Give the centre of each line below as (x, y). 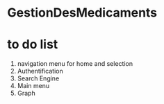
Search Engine (38, 78)
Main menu (33, 86)
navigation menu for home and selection (75, 64)
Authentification (40, 71)
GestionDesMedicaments (82, 13)
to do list (33, 45)
